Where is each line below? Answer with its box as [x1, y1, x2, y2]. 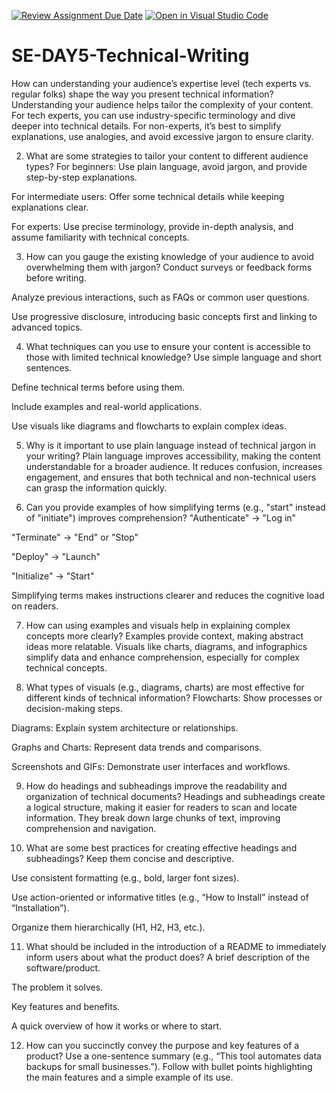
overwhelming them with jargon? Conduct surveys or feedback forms [25, 261, 313, 273]
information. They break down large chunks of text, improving [25, 811, 281, 824]
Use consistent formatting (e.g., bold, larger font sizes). [11, 871, 240, 884]
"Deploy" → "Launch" [11, 550, 101, 562]
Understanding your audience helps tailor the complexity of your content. [11, 98, 314, 110]
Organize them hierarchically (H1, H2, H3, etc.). [11, 921, 206, 933]
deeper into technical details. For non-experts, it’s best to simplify [11, 120, 282, 132]
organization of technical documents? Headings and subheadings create [25, 790, 326, 802]
